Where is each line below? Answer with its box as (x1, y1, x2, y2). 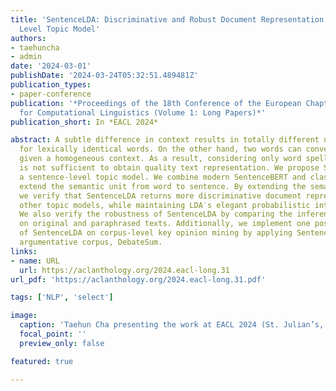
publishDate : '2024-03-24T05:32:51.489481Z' (10, 71, 199, 81)
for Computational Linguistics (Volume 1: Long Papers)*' (19, 107, 267, 118)
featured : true (10, 356, 74, 366)
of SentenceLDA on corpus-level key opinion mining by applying (19, 228, 293, 238)
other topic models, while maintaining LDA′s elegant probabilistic (19, 200, 311, 210)
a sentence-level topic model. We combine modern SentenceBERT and (19, 172, 307, 182)
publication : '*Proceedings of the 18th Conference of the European (10, 98, 302, 108)
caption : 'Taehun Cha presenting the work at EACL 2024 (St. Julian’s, (19, 320, 325, 330)
